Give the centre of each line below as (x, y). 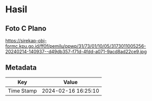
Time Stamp (23, 91)
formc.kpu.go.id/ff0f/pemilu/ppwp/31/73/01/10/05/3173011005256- (76, 46)
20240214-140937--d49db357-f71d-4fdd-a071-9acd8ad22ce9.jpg (76, 52)
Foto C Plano (26, 28)
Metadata (21, 68)
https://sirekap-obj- (26, 41)
